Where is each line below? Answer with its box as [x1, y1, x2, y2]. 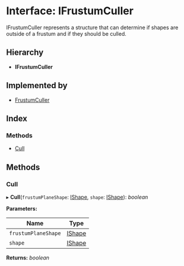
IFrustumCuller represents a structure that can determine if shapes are [6, 24, 179, 31]
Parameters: [6, 205, 37, 212]
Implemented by [6, 80, 68, 90]
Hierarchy [6, 48, 44, 58]
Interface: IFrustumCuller [6, 4, 134, 18]
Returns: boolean [6, 254, 49, 261]
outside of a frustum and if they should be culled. [6, 30, 126, 37]
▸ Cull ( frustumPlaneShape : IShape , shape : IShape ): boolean [6, 193, 148, 201]
